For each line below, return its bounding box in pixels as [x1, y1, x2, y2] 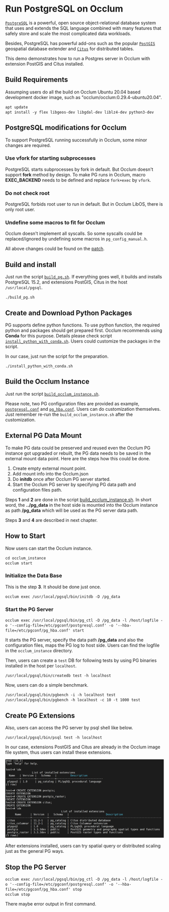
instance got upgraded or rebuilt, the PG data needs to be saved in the [5, 450, 151, 456]
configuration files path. [12, 487, 62, 493]
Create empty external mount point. [12, 465, 87, 471]
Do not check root [5, 189, 50, 197]
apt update [5, 105, 28, 110]
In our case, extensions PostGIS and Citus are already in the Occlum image [5, 744, 160, 750]
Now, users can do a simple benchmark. [5, 682, 89, 688]
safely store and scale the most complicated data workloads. [5, 30, 132, 36]
